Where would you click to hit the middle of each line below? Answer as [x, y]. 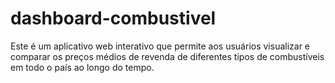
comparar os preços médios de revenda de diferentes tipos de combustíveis [167, 56]
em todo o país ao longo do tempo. [82, 67]
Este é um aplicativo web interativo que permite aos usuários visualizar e [160, 46]
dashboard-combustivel [113, 18]
